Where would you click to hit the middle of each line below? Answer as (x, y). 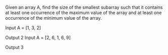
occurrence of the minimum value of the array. (53, 18)
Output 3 (14, 47)
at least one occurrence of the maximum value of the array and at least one (83, 13)
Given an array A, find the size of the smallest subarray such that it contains (84, 7)
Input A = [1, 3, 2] (23, 28)
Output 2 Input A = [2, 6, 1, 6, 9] (38, 38)
